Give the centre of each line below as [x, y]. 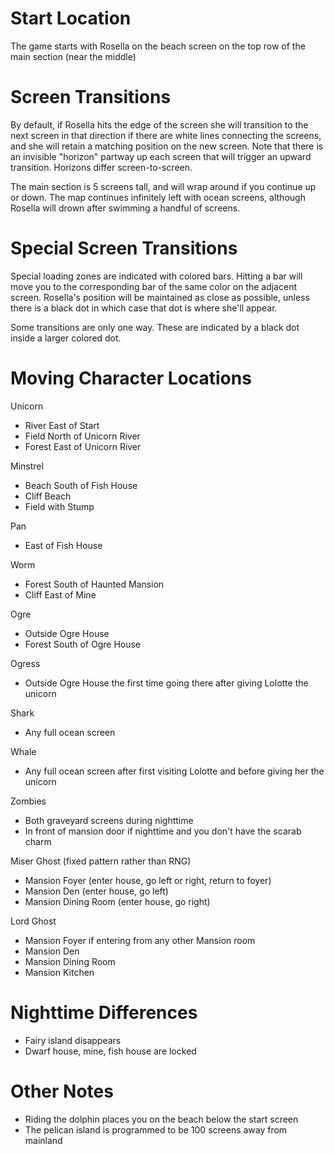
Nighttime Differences [104, 1012]
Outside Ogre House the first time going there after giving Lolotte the [166, 683]
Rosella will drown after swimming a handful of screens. [125, 208]
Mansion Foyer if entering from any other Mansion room [140, 940]
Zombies [28, 801]
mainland [43, 1140]
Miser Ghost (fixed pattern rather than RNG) [101, 861]
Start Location [71, 18]
